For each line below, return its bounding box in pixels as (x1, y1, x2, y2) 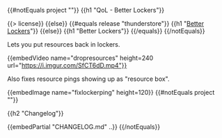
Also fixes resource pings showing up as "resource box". (7, 75, 170, 83)
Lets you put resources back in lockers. (7, 40, 120, 48)
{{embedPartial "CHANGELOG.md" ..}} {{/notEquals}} (7, 123, 161, 131)
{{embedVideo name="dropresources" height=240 (7, 54, 154, 62)
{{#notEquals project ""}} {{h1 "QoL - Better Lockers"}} (7, 6, 165, 14)
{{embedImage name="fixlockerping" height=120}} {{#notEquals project (7, 89, 215, 96)
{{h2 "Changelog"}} (7, 109, 64, 117)
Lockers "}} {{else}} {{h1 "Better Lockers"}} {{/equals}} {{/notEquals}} (7, 27, 205, 35)
